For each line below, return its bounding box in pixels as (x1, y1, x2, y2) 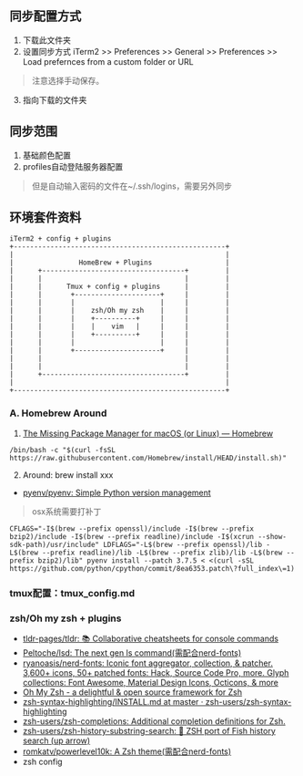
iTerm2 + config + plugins (9, 234, 112, 243)
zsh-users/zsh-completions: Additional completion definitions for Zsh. (22, 715, 286, 727)
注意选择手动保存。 (31, 75, 105, 86)
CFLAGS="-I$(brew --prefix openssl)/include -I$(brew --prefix (9, 523, 255, 533)
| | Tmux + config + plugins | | (9, 282, 230, 292)
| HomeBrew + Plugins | (9, 258, 230, 267)
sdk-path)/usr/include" (9, 540, 100, 549)
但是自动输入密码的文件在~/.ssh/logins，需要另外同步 (31, 181, 233, 191)
